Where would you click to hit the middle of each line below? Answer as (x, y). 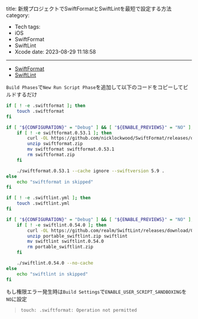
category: (18, 15)
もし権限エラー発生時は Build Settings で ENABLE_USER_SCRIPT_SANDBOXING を (96, 291)
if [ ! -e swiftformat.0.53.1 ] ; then (64, 133)
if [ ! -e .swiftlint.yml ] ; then (49, 198)
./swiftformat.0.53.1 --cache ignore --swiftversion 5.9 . (91, 171)
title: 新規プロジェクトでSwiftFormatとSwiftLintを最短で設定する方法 (89, 9)
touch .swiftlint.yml (43, 203)
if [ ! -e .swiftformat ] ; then (46, 106)
